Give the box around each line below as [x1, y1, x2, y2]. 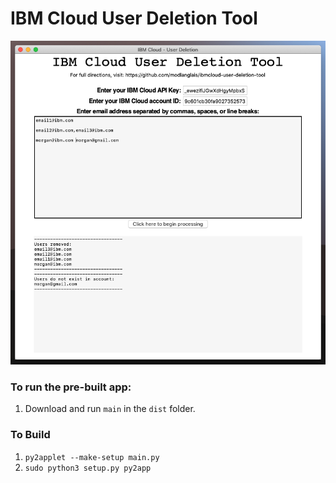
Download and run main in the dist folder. [24, 403, 196, 415]
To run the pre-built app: [10, 380, 132, 394]
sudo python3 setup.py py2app [24, 463, 152, 473]
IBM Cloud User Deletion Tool [10, 7, 258, 30]
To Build [10, 428, 51, 442]
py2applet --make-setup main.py [24, 452, 160, 462]
